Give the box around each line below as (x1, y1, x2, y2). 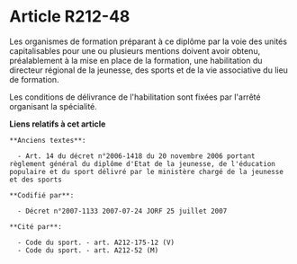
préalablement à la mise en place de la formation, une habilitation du (9, 55, 263, 66)
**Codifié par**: (9, 190, 75, 199)
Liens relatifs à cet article (9, 119, 106, 129)
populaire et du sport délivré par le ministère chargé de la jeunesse (9, 167, 283, 176)
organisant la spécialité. (9, 101, 97, 111)
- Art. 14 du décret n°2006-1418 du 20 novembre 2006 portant (17, 151, 256, 161)
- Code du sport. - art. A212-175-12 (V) (17, 238, 175, 247)
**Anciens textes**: (9, 136, 87, 145)
